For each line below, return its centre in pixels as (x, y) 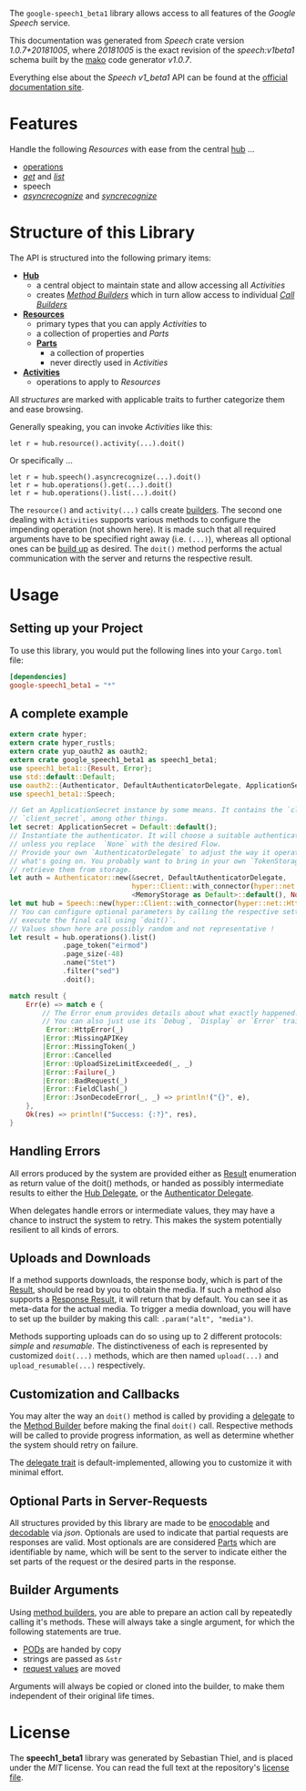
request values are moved (71, 1668)
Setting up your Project (76, 629)
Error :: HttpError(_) (85, 1030)
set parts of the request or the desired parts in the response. (123, 1562)
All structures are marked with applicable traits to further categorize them (147, 399)
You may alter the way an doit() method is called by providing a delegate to (153, 1416)
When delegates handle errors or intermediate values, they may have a (143, 1210)
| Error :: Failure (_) (79, 1072)
